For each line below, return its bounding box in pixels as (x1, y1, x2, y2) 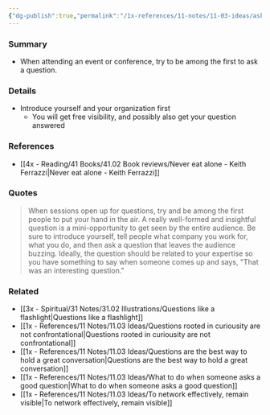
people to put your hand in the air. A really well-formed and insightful (27, 214, 256, 224)
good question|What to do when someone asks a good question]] (19, 381, 238, 391)
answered (31, 121, 66, 130)
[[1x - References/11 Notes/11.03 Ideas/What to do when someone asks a (19, 372, 261, 382)
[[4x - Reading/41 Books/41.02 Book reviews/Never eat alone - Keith (19, 158, 247, 169)
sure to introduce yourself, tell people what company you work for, (27, 231, 249, 241)
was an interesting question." (27, 265, 125, 275)
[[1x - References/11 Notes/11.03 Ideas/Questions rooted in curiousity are (19, 321, 261, 331)
